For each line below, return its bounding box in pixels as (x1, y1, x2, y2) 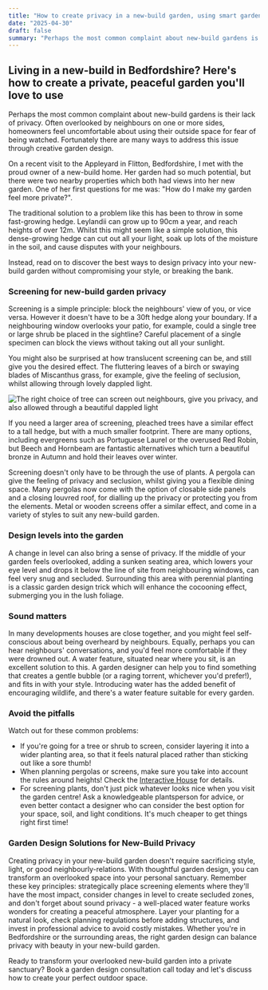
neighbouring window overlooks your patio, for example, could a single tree (8, 321, 257, 331)
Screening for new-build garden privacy (8, 286, 167, 297)
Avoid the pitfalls (8, 708, 76, 719)
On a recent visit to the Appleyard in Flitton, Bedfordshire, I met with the (8, 159, 243, 168)
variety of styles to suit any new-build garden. (8, 510, 160, 519)
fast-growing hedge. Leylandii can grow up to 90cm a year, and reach (8, 217, 238, 227)
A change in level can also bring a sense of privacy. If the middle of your (8, 548, 246, 558)
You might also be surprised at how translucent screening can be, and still (8, 353, 252, 363)
